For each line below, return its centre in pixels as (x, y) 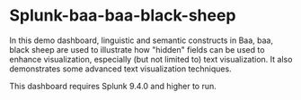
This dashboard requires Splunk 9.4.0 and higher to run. (113, 86)
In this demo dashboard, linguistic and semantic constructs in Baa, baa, (142, 40)
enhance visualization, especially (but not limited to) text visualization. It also (151, 59)
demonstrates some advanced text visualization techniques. (120, 69)
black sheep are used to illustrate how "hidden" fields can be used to (137, 49)
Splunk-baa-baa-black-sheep (123, 16)
